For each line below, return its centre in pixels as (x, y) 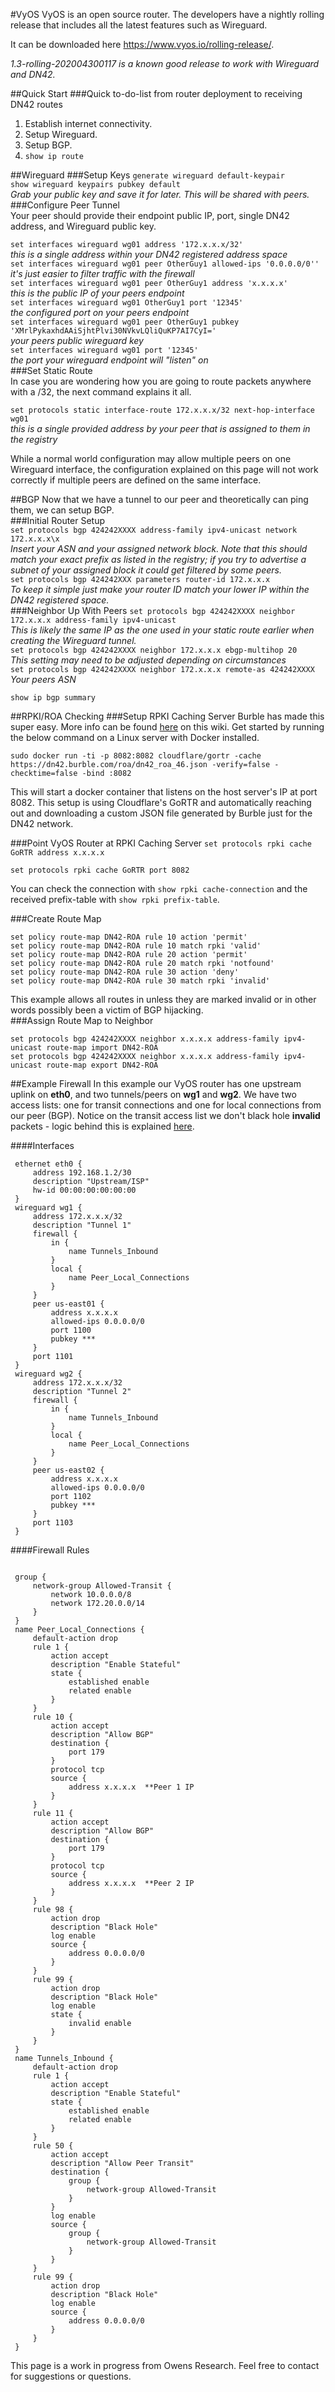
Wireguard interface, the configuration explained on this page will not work (164, 469)
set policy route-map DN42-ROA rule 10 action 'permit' (129, 937)
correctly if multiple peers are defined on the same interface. (136, 480)
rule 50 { (53, 2146)
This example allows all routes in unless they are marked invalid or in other (163, 999)
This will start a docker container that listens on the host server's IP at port (164, 792)
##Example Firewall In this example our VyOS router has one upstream (156, 1083)
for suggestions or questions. (71, 2376)
